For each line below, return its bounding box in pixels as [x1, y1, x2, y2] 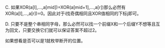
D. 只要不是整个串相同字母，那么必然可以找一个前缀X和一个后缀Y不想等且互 [5, 21, 161, 27]
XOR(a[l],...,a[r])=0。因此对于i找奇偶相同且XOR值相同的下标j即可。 [5, 10, 142, 16]
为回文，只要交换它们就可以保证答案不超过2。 [5, 27, 99, 33]
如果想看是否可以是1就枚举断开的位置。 [5, 38, 85, 44]
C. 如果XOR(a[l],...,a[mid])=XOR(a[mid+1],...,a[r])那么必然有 [5, 4, 126, 10]
